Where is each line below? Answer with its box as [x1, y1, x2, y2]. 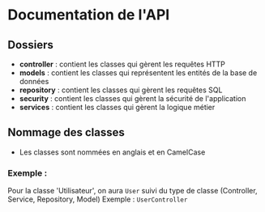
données [19, 77, 49, 86]
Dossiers [7, 38, 54, 52]
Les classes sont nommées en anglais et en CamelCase [19, 147, 206, 157]
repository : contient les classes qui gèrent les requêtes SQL [19, 85, 223, 95]
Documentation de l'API [7, 6, 170, 24]
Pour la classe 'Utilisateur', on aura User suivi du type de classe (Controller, [7, 186, 258, 196]
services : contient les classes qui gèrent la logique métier [19, 103, 216, 112]
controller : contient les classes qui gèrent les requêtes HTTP [19, 59, 226, 69]
